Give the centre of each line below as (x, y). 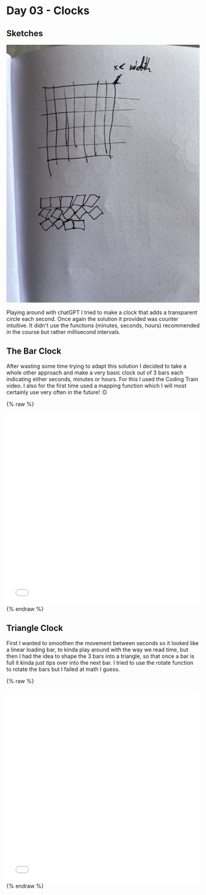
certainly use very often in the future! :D (57, 392)
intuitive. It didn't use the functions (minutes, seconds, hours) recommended (103, 325)
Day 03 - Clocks (48, 11)
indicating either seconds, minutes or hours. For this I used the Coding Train (102, 379)
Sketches (25, 33)
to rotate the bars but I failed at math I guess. (63, 669)
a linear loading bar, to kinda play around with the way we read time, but (97, 649)
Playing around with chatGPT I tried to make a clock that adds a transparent (102, 312)
